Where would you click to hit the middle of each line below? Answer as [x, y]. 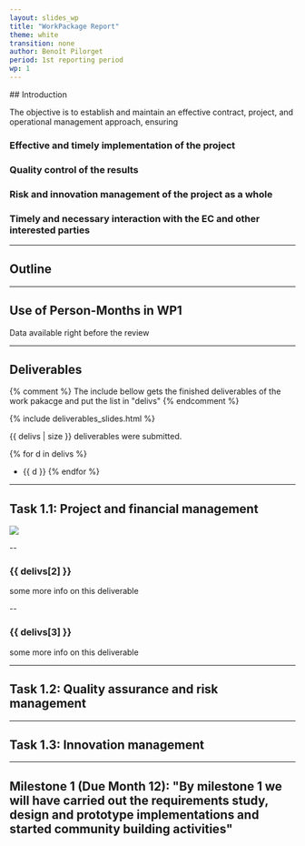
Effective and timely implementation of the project [123, 145]
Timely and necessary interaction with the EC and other [135, 218]
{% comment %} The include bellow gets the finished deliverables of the [145, 391]
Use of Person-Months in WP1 [96, 311]
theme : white [34, 35]
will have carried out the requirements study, [139, 800]
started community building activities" [121, 829]
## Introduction [39, 94]
